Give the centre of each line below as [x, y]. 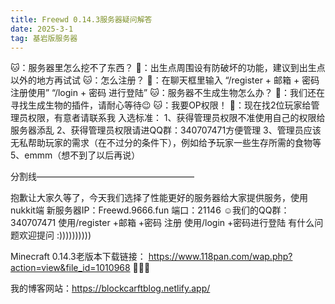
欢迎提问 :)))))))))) [55, 235]
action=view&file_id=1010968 [70, 268]
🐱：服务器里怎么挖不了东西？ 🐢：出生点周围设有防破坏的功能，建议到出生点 [168, 68]
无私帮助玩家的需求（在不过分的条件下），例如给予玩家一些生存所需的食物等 [166, 143]
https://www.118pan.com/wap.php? [220, 257]
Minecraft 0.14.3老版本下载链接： [78, 257]
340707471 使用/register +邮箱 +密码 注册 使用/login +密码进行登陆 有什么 [162, 223]
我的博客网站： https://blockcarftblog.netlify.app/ [110, 288]
